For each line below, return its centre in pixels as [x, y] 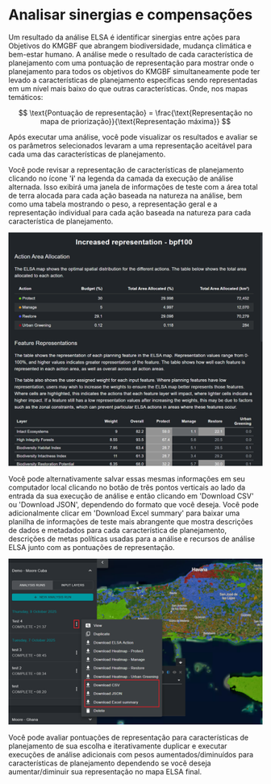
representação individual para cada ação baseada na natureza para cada [130, 212]
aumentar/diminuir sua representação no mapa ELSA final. [105, 771]
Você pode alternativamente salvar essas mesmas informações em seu [127, 479]
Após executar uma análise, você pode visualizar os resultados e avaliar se [133, 137]
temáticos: [26, 97]
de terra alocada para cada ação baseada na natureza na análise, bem [125, 195]
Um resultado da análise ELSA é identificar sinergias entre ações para [124, 37]
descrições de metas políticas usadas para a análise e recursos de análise [132, 539]
